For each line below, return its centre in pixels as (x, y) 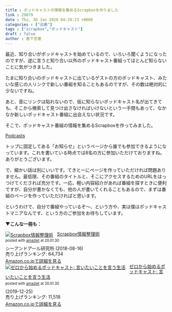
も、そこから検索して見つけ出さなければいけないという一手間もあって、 (81, 108)
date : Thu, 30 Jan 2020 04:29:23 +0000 (49, 20)
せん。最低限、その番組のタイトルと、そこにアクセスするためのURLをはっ (88, 176)
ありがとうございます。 (30, 159)
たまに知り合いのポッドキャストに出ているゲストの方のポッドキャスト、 (82, 78)
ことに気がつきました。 (30, 67)
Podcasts (15, 135)
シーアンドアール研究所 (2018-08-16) (44, 249)
